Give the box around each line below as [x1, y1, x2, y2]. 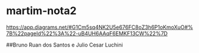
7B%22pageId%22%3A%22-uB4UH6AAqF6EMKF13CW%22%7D [6, 29, 168, 37]
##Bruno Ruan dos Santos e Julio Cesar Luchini [6, 41, 123, 48]
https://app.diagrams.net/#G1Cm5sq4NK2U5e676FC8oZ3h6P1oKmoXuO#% [6, 24, 193, 31]
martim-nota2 [6, 4, 77, 18]
